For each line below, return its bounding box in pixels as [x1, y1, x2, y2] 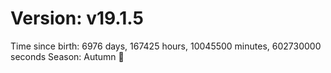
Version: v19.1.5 [10, 7, 144, 30]
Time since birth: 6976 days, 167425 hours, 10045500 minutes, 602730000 [10, 40, 322, 52]
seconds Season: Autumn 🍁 [10, 50, 125, 62]
